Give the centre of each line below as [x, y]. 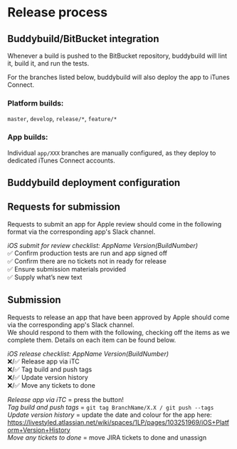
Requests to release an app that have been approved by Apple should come [118, 317]
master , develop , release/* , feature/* [62, 119]
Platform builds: [36, 103]
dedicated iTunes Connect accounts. [61, 160]
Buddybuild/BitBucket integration [83, 39]
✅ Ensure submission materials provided [67, 269]
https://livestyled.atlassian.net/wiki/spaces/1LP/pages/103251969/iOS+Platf [118, 422]
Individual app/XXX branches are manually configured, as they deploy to [112, 153]
